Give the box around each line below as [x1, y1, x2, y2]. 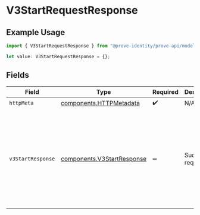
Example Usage [6, 27, 65, 37]
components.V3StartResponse [60, 154, 147, 163]
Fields [6, 70, 30, 80]
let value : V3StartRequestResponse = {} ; [6, 53, 111, 59]
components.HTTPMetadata [60, 99, 140, 107]
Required [152, 87, 179, 96]
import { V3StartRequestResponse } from [6, 43, 108, 49]
